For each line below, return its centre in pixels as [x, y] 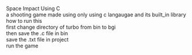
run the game [22, 46]
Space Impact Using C [33, 8]
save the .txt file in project [37, 39]
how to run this [24, 21]
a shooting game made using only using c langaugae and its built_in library [96, 15]
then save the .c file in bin [37, 33]
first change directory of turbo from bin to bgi [61, 27]
